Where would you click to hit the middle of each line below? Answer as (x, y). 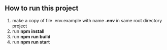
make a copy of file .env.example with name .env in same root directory (87, 20)
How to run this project (42, 8)
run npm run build (31, 36)
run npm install (28, 31)
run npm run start (31, 42)
